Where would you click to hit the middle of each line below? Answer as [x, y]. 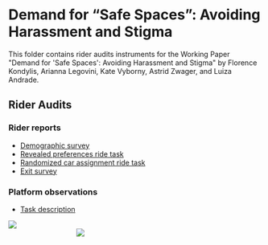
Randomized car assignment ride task [83, 162]
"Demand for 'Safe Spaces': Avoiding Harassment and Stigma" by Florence [133, 63]
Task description [47, 209]
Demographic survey [55, 145]
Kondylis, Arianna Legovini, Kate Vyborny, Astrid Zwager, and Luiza [120, 71]
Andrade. [24, 80]
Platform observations [53, 192]
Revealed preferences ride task [72, 153]
